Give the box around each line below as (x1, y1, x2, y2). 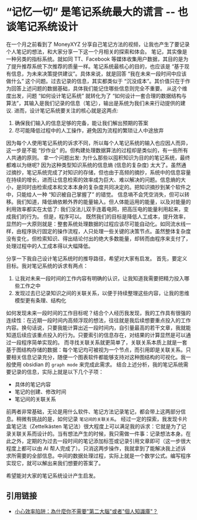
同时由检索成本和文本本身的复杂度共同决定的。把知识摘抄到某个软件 (21, 183, 186, 190)
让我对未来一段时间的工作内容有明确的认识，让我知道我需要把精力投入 (14, 274, 185, 281)
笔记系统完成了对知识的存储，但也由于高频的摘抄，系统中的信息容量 (26, 168, 191, 175)
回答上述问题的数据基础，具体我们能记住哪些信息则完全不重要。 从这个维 (11, 85, 188, 92)
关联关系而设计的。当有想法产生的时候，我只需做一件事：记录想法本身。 (11, 430, 186, 437)
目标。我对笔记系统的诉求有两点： (6, 262, 89, 269)
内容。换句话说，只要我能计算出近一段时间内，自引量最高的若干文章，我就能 (6, 324, 191, 331)
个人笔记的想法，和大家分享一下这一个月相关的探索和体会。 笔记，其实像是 (6, 48, 188, 55)
